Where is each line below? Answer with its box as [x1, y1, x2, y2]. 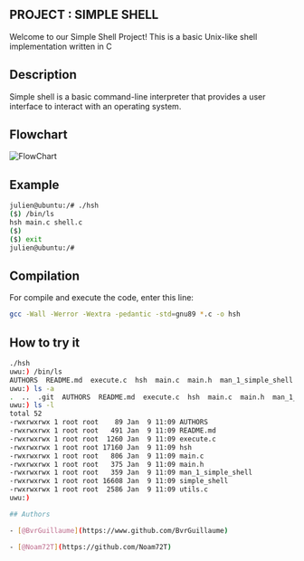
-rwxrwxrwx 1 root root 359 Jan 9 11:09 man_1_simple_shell [9, 468, 253, 478]
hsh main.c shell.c [9, 218, 83, 227]
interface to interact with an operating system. [9, 100, 182, 111]
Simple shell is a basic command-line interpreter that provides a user [9, 90, 266, 102]
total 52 [9, 409, 43, 419]
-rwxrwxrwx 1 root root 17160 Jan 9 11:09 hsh [9, 442, 193, 452]
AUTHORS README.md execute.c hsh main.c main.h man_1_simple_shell [9, 376, 294, 385]
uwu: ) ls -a [9, 384, 54, 393]
